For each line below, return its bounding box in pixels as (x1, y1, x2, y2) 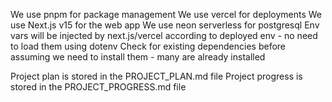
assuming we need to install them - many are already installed (10, 51, 266, 63)
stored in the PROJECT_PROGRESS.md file (10, 81, 187, 93)
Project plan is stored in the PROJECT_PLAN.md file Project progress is (10, 70, 303, 82)
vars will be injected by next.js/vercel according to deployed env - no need (10, 30, 318, 41)
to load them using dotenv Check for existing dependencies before (10, 40, 287, 52)
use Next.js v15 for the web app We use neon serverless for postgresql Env (10, 19, 320, 31)
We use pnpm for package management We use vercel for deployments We (10, 9, 322, 20)
